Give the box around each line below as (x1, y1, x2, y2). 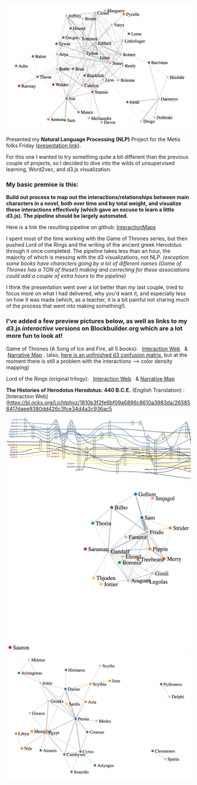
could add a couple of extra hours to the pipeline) (6, 272, 126, 279)
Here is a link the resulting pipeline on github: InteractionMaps (6, 224, 157, 231)
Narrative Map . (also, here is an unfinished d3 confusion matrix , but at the (7, 351, 188, 359)
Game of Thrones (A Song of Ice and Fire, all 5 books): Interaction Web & (6, 345, 188, 352)
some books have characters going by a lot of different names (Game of (6, 260, 182, 267)
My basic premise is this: (6, 180, 79, 189)
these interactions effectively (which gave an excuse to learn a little (6, 206, 175, 213)
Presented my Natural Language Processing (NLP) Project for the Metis (6, 136, 181, 143)
